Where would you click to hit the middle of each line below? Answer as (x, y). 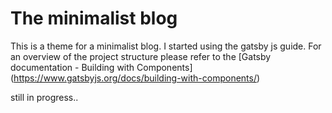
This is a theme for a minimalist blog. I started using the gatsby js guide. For (166, 46)
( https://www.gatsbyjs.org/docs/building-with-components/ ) (135, 78)
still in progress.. (44, 97)
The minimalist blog (94, 18)
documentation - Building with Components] (101, 67)
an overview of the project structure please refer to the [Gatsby (141, 56)
